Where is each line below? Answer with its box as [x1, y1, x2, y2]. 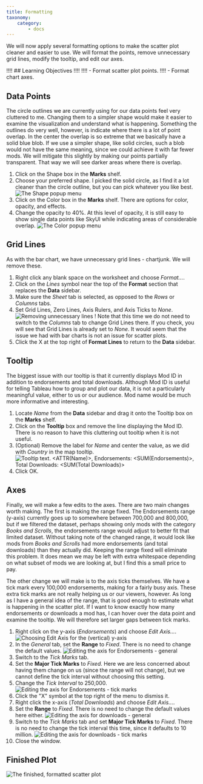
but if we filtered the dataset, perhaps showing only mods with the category [6, 520, 196, 528]
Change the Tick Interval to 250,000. [15, 679, 107, 686]
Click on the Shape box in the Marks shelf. [15, 170, 122, 178]
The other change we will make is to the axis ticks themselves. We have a [6, 577, 190, 585]
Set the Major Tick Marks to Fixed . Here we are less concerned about [15, 660, 190, 667]
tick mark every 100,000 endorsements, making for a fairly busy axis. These [6, 583, 196, 591]
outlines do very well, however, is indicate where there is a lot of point [6, 127, 181, 134]
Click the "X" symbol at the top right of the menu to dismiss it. [15, 692, 170, 699]
